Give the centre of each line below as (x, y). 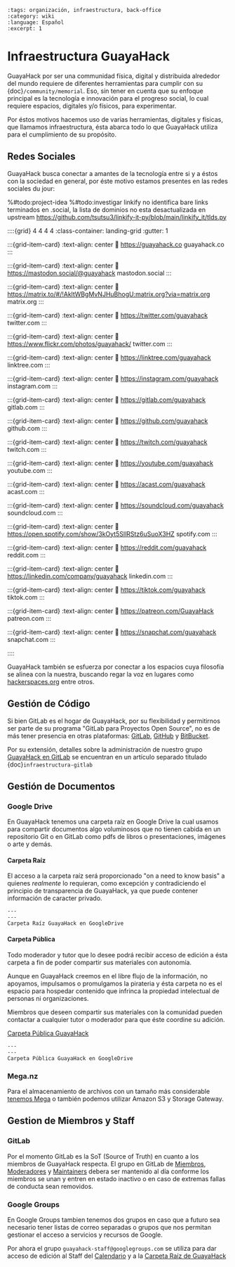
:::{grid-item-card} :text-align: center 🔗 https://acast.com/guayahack (106, 484)
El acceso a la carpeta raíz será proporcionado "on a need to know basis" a (116, 876)
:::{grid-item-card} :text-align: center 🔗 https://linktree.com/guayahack (109, 357)
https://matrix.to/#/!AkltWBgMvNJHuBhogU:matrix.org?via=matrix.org (109, 294)
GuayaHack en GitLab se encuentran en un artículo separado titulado (107, 757)
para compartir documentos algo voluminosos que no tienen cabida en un (114, 829)
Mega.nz (23, 1076)
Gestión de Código (49, 704)
